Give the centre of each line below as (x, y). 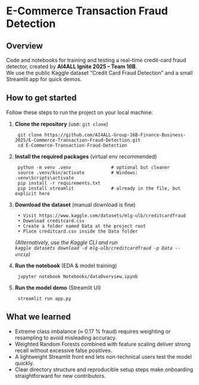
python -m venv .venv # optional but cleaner (94, 167)
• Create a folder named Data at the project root (82, 226)
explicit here (32, 193)
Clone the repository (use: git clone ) (61, 124)
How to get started (41, 98)
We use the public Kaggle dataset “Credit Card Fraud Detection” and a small (99, 73)
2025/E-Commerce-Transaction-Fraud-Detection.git (78, 140)
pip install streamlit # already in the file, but (99, 188)
